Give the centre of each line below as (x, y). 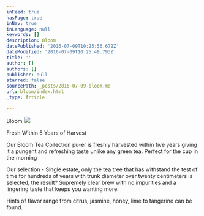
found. (15, 207)
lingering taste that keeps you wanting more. (63, 189)
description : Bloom (31, 40)
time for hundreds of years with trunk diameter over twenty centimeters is (100, 176)
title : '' (19, 58)
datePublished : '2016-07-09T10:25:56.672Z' (63, 47)
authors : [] (21, 69)
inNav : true (21, 23)
